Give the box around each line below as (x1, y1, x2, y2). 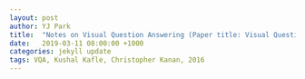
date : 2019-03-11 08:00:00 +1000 (9, 38, 144, 48)
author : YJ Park (9, 22, 71, 31)
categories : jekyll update (9, 47, 112, 56)
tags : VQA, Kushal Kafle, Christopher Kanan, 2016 (9, 55, 205, 64)
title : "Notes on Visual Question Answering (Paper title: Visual (9, 30, 271, 39)
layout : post (9, 13, 59, 23)
